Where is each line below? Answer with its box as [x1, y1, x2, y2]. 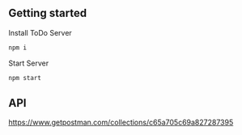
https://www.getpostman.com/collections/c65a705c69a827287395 [8, 117, 234, 128]
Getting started [8, 6, 87, 20]
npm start [8, 74, 42, 82]
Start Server [8, 58, 49, 68]
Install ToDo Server [8, 27, 73, 37]
